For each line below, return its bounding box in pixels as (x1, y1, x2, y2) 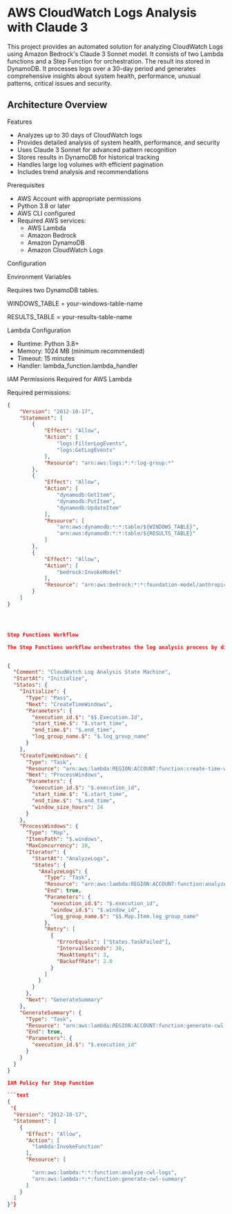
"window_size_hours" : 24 (32, 804, 104, 810)
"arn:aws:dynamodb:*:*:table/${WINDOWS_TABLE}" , (56, 524, 199, 531)
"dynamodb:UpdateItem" (56, 504, 122, 511)
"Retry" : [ (43, 926, 76, 933)
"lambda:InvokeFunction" (32, 1144, 104, 1150)
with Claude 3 (7, 19, 88, 35)
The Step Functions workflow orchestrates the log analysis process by (7, 644, 217, 651)
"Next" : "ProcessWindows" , (25, 772, 104, 779)
